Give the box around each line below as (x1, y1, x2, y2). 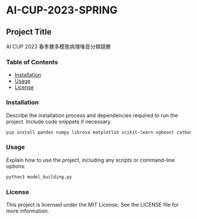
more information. (6, 207, 49, 214)
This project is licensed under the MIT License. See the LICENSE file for (6, 201, 179, 208)
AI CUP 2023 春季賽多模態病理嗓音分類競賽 (6, 43, 111, 50)
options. (6, 162, 26, 170)
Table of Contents (6, 58, 59, 66)
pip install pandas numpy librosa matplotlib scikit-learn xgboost (6, 129, 175, 135)
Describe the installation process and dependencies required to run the (6, 112, 178, 119)
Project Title (6, 27, 52, 37)
